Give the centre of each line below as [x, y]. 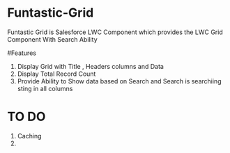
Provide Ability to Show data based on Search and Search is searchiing [119, 81]
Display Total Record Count [56, 74]
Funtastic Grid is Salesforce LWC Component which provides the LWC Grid [115, 32]
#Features [22, 53]
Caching [29, 136]
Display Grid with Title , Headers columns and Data [90, 66]
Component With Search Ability [52, 39]
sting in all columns [45, 88]
